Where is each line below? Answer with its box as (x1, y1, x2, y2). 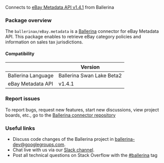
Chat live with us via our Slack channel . (12, 147, 95, 153)
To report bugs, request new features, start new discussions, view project (5, 106, 159, 113)
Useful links (5, 125, 35, 132)
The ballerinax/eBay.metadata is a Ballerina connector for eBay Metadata (5, 28, 159, 34)
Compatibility (5, 50, 34, 57)
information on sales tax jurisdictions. (5, 39, 84, 45)
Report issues (5, 95, 40, 102)
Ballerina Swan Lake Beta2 (58, 72, 122, 79)
